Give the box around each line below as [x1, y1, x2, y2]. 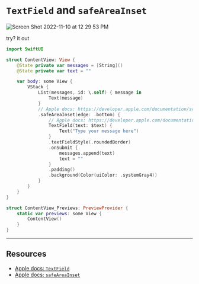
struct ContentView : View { [6, 57, 76, 63]
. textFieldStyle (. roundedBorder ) [48, 139, 131, 145]
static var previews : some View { [17, 210, 102, 216]
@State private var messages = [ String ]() [17, 62, 123, 68]
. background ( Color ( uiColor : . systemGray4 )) [48, 173, 158, 178]
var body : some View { [17, 78, 73, 85]
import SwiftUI [6, 46, 44, 52]
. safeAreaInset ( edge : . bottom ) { [37, 111, 120, 117]
